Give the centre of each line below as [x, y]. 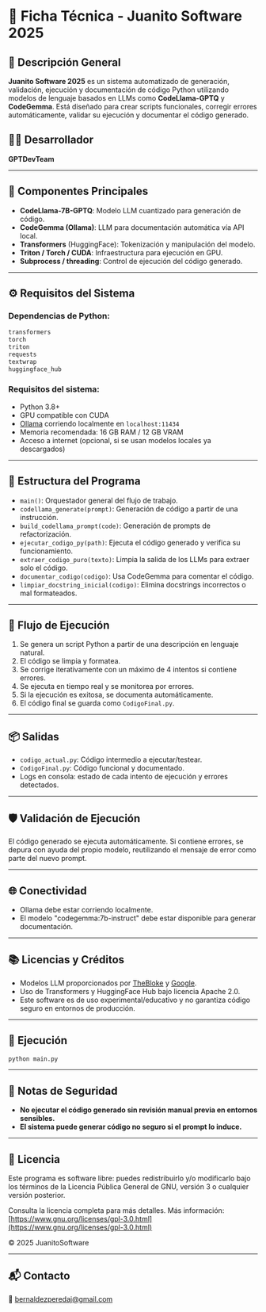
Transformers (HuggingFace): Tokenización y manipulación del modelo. [137, 244]
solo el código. [44, 568]
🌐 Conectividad [47, 891]
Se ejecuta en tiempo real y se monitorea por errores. [106, 687]
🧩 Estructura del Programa [74, 482]
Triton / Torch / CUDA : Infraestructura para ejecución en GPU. [121, 252]
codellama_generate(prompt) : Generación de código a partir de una [129, 509]
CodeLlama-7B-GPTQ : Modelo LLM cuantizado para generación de [130, 210]
